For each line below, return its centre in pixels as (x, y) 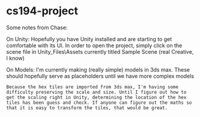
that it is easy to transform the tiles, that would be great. (87, 108)
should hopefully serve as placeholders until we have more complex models (100, 76)
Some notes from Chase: (37, 27)
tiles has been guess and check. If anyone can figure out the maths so (99, 103)
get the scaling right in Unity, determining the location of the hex (96, 97)
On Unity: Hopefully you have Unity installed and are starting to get (89, 39)
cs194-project (42, 11)
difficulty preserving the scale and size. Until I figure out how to (96, 92)
